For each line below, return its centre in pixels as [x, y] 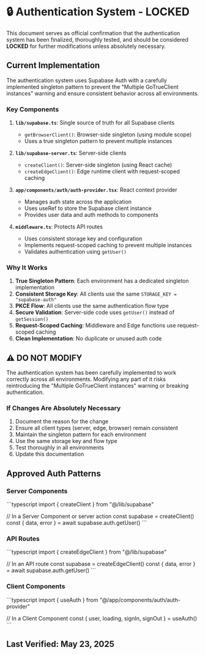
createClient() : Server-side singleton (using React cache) [98, 165]
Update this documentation [50, 454]
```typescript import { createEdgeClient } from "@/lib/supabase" [87, 552]
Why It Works [27, 267]
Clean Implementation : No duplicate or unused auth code [88, 339]
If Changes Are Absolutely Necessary [64, 408]
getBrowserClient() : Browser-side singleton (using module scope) [108, 135]
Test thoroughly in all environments [59, 448]
